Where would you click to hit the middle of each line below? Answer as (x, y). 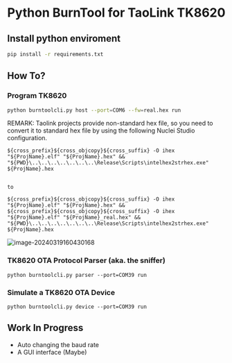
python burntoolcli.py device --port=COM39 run (77, 307)
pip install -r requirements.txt (55, 54)
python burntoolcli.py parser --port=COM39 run (77, 275)
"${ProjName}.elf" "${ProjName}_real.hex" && (74, 218)
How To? (27, 76)
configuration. (27, 138)
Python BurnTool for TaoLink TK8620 (116, 13)
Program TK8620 (37, 96)
